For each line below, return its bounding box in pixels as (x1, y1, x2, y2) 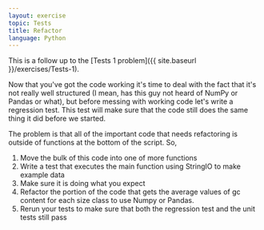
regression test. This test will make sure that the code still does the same (8, 105, 249, 115)
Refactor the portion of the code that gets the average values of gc (19, 187, 242, 196)
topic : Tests (8, 19, 52, 27)
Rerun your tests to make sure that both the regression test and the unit (19, 204, 256, 214)
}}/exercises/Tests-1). (8, 65, 80, 74)
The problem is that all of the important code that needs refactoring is (8, 129, 238, 139)
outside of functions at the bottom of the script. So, (8, 137, 178, 148)
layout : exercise (8, 11, 66, 20)
